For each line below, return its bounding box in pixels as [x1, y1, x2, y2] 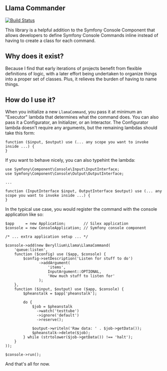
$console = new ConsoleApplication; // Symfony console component [5, 226, 146, 231]
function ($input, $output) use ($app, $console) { [14, 287, 124, 292]
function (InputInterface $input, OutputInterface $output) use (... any [5, 189, 162, 194]
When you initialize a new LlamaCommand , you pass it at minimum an [5, 109, 142, 115]
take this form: [5, 130, 35, 136]
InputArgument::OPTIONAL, [47, 269, 101, 274]
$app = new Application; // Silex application [5, 221, 128, 226]
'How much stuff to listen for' [47, 274, 115, 279]
